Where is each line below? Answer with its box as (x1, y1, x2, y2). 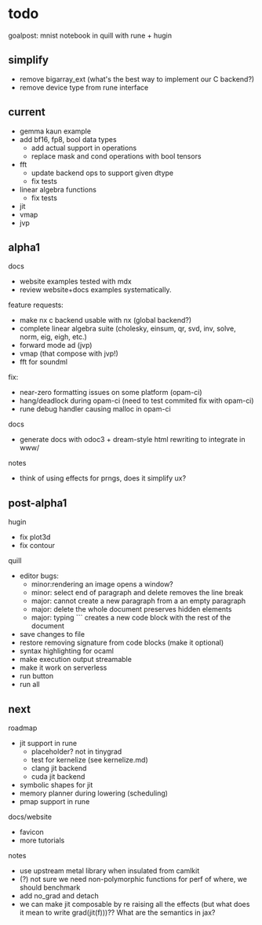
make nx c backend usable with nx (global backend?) (19, 316, 192, 325)
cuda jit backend (31, 772, 86, 781)
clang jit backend (31, 763, 87, 773)
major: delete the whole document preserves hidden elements (31, 605, 232, 614)
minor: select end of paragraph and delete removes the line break (31, 588, 244, 598)
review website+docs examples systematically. (19, 285, 172, 294)
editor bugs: (19, 571, 59, 581)
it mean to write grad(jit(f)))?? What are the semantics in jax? (19, 908, 216, 917)
